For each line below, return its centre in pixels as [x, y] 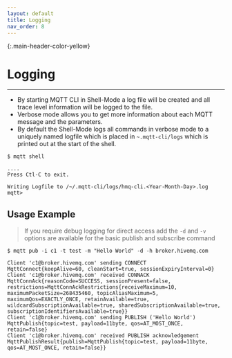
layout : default [30, 14]
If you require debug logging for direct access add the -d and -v [115, 231]
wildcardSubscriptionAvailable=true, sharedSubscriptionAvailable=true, [114, 305]
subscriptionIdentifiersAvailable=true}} [68, 312]
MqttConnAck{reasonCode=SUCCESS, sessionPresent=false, [89, 281]
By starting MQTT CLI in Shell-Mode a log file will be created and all [114, 100]
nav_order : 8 [26, 26]
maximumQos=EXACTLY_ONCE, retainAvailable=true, [78, 299]
